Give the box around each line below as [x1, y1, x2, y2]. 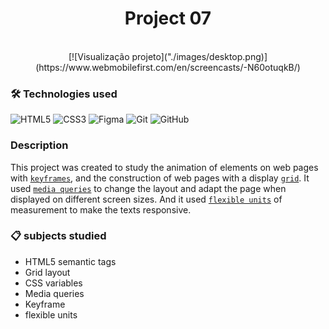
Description [10, 138, 69, 152]
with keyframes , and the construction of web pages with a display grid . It [10, 172, 310, 184]
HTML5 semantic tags [24, 255, 117, 267]
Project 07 [124, 7, 212, 30]
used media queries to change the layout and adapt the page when [10, 182, 287, 194]
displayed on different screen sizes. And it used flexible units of [10, 193, 283, 205]
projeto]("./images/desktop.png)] [131, 50, 268, 62]
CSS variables [24, 277, 83, 289]
